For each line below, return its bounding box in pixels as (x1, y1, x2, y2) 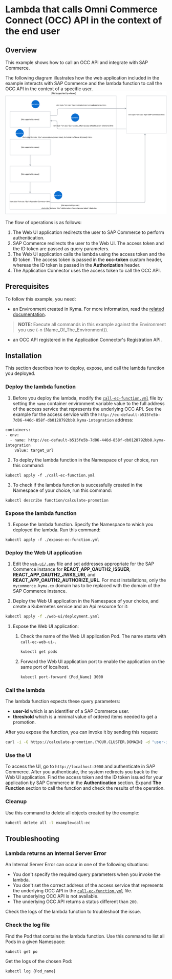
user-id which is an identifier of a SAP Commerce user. (12, 708, 130, 714)
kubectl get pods (20, 649, 58, 654)
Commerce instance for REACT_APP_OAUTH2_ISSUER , (12, 566, 131, 572)
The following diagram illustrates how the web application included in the (5, 75, 160, 81)
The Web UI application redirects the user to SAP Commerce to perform (12, 229, 165, 235)
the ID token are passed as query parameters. (12, 245, 110, 252)
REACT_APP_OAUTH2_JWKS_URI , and (12, 572, 96, 578)
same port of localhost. (20, 664, 70, 670)
